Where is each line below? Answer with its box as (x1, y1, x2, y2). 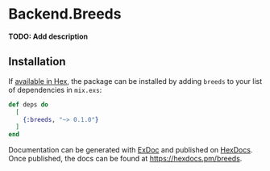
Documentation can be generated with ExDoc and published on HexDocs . (8, 145, 253, 155)
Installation (8, 55, 66, 69)
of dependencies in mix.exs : (8, 85, 102, 94)
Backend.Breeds (8, 5, 122, 23)
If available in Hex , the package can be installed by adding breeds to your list (8, 76, 263, 85)
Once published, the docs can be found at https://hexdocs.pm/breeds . (8, 154, 243, 164)
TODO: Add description (8, 31, 89, 41)
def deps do (8, 100, 48, 109)
